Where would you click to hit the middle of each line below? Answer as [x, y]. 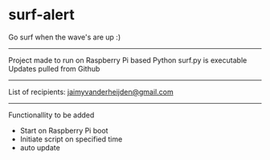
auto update [40, 147]
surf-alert [41, 15]
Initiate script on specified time [71, 139]
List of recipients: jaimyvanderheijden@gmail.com [91, 92]
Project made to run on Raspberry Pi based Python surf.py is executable [128, 60]
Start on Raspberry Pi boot [64, 130]
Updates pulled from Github [54, 68]
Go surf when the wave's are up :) [65, 37]
